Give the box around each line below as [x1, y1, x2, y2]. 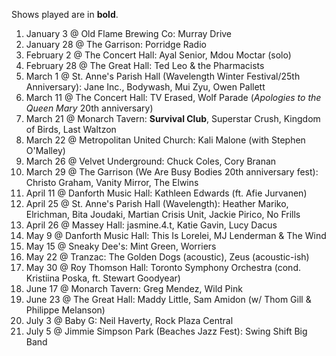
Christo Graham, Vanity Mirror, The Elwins [25, 177, 199, 188]
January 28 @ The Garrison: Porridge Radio [25, 39, 207, 50]
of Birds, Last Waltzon [25, 124, 117, 135]
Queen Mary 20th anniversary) [25, 102, 154, 114]
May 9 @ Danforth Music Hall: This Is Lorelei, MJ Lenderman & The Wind [25, 230, 327, 241]
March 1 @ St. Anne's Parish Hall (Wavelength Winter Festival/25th [25, 70, 301, 82]
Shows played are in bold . [11, 9, 119, 20]
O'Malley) [25, 145, 66, 156]
